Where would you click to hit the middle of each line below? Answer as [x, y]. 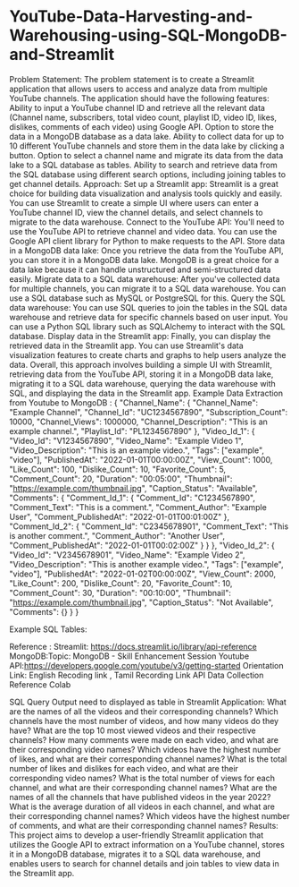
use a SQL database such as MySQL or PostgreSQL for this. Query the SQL [147, 298]
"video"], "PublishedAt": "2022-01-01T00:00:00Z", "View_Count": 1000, [141, 459]
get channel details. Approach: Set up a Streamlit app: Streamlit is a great [144, 183]
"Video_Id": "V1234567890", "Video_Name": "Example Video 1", [126, 440]
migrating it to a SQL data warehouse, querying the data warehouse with [143, 383]
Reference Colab [40, 684]
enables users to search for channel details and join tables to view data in [144, 863]
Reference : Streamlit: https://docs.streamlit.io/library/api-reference [133, 646]
